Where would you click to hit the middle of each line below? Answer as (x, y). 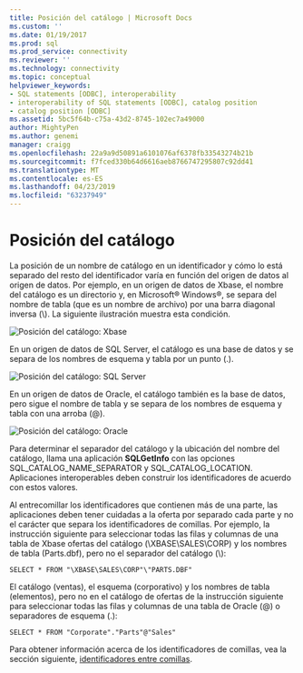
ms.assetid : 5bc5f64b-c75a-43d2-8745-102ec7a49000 (107, 119)
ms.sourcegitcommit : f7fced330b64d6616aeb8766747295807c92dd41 (132, 161)
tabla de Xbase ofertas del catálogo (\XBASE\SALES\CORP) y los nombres (148, 543)
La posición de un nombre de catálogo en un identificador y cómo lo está (146, 266)
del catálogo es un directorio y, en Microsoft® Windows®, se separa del (143, 294)
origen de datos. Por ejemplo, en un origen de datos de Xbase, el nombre (147, 285)
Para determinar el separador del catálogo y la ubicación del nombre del (144, 448)
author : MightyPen (44, 128)
